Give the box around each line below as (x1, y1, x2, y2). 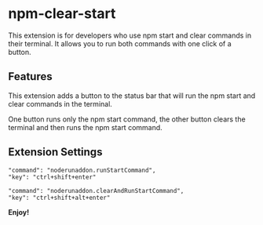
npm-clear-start (8, 5, 116, 23)
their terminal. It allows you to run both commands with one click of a (8, 38, 232, 48)
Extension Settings (8, 146, 103, 159)
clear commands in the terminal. (8, 99, 112, 108)
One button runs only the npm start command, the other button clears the (8, 114, 246, 124)
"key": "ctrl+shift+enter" (8, 173, 97, 181)
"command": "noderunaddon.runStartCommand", (8, 166, 156, 174)
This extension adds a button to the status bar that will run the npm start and (8, 91, 256, 100)
